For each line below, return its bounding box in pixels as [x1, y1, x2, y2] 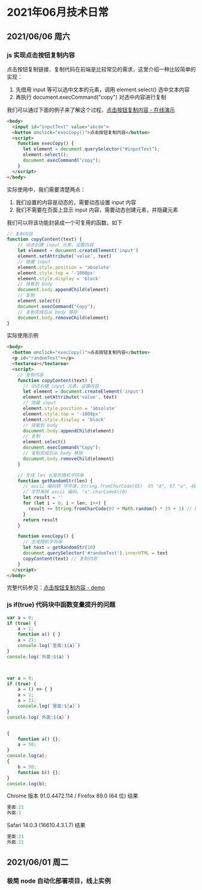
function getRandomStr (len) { [17, 477, 94, 484]
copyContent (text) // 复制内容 [22, 556, 98, 562]
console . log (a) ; [7, 753, 47, 759]
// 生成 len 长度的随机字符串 [17, 472, 84, 478]
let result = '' [22, 494, 64, 501]
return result [22, 517, 59, 523]
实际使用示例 [7, 332, 38, 339]
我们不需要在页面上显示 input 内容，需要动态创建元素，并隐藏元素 [15, 206, 179, 213]
